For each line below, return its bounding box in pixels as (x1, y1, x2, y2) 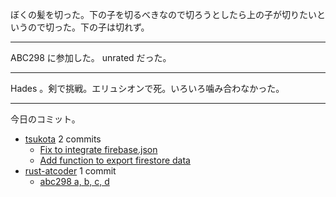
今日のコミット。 (10, 113, 81, 125)
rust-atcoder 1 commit (24, 165, 117, 177)
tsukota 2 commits (24, 133, 102, 145)
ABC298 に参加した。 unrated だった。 (10, 52, 172, 63)
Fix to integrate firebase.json (39, 144, 158, 155)
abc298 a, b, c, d (39, 176, 110, 187)
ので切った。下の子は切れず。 (27, 21, 150, 33)
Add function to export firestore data (39, 154, 191, 166)
